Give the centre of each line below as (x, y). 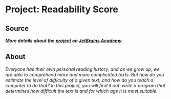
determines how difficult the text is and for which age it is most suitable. (81, 91)
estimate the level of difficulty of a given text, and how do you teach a (79, 80)
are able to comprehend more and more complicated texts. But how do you (85, 74)
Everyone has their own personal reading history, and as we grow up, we (83, 69)
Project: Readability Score (62, 9)
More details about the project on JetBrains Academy (63, 41)
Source (17, 28)
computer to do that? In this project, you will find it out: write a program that (85, 85)
